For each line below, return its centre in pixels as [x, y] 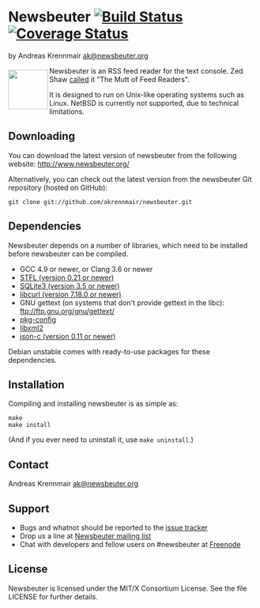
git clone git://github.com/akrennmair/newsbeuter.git [100, 202]
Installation [36, 385]
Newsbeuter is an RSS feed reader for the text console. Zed [146, 70]
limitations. [67, 111]
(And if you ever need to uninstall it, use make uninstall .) [101, 440]
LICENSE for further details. [53, 596]
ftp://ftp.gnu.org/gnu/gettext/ [67, 311]
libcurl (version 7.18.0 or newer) [70, 294]
